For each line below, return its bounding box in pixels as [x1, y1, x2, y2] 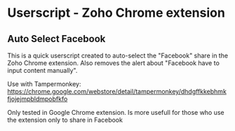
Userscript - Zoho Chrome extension [7, 5, 226, 21]
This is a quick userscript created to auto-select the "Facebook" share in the [7, 51, 229, 60]
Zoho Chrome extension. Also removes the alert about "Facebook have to [7, 59, 220, 67]
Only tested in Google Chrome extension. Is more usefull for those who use [7, 109, 224, 116]
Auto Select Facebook [7, 33, 106, 45]
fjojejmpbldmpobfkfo [7, 95, 68, 103]
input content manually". [7, 67, 78, 74]
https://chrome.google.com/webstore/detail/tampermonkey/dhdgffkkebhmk [7, 88, 227, 95]
